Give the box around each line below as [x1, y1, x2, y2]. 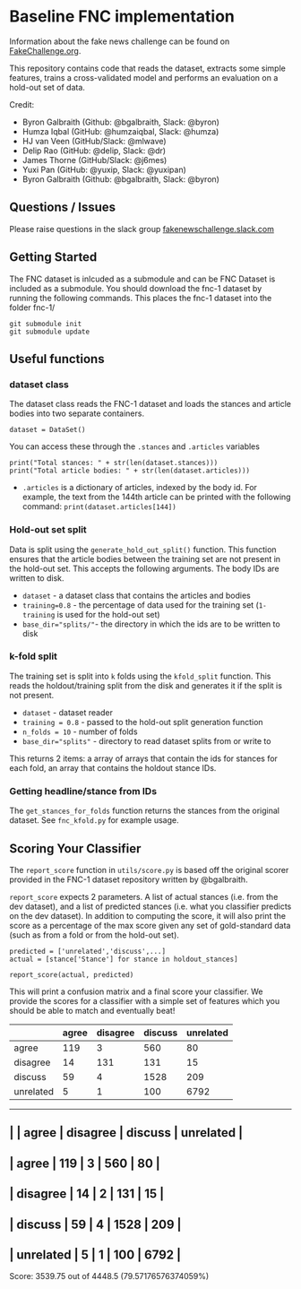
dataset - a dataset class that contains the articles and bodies [21, 590, 251, 601]
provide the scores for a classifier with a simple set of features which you [9, 995, 280, 1006]
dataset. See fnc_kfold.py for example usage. [9, 815, 179, 826]
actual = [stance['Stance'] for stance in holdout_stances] [9, 955, 239, 964]
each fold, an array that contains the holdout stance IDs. [9, 762, 217, 773]
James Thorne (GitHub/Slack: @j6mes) [21, 154, 168, 165]
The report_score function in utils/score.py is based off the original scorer [9, 864, 289, 875]
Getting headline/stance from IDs [9, 784, 158, 797]
